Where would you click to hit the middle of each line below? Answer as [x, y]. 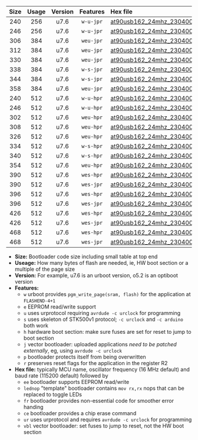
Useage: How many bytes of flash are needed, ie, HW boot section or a [101, 263]
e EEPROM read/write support [60, 307]
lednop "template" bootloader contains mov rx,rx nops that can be [104, 388]
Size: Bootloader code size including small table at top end [86, 257]
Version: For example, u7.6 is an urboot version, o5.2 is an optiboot [96, 275]
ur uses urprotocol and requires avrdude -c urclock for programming [108, 419]
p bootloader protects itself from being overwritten [85, 357]
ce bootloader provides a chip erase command [80, 413]
